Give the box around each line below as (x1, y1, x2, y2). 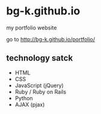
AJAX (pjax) (14, 101, 45, 108)
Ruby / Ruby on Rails (14, 88, 67, 95)
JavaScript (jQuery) (14, 82, 64, 89)
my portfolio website (6, 24, 57, 31)
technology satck (6, 53, 73, 64)
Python (14, 94, 33, 101)
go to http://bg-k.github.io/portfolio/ (6, 35, 95, 43)
